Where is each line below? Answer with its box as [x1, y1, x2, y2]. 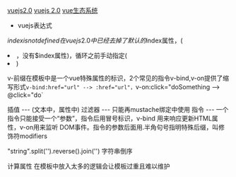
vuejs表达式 [17, 21, 52, 30]
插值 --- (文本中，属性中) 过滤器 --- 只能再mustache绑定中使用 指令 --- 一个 [7, 105, 229, 113]
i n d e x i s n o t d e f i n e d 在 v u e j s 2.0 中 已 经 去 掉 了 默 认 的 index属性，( [7, 36, 183, 45]
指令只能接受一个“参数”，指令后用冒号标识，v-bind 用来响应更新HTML [7, 114, 212, 122]
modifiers [19, 132, 48, 140]
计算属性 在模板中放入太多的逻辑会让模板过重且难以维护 [7, 162, 170, 170]
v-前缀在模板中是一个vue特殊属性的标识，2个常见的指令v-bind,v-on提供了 [7, 74, 223, 82]
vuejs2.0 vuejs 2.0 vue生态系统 [7, 6, 98, 14]
